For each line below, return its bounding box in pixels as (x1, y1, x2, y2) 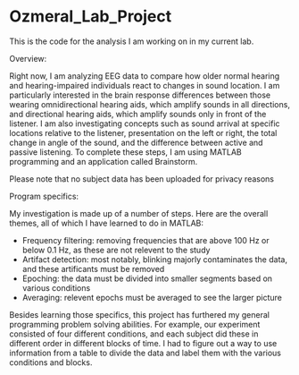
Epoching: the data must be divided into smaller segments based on (21, 273, 273, 284)
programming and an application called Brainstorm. (9, 156, 198, 166)
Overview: (9, 53, 47, 64)
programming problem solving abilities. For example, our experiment (9, 319, 261, 329)
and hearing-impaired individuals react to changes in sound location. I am (9, 80, 280, 90)
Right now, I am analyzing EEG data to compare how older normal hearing (9, 70, 280, 81)
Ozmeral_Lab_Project (9, 6, 172, 27)
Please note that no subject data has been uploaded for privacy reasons (9, 173, 275, 184)
